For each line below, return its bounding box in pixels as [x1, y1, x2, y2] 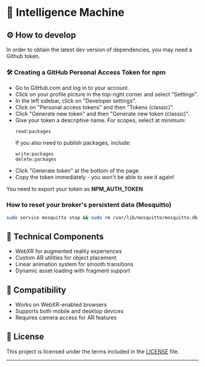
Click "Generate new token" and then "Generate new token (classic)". [15, 110, 190, 118]
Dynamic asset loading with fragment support [15, 267, 131, 274]
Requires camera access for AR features [15, 314, 117, 321]
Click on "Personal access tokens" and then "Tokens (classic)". [15, 104, 174, 111]
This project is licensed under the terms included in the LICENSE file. [6, 347, 179, 355]
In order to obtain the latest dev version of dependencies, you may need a [6, 46, 192, 53]
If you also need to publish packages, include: [15, 139, 131, 147]
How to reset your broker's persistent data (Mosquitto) [6, 201, 172, 209]
